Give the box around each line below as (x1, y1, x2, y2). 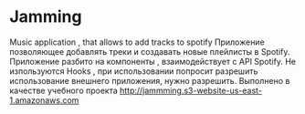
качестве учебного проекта (9, 85, 119, 96)
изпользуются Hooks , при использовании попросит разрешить (9, 66, 258, 77)
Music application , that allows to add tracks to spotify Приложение (9, 36, 265, 47)
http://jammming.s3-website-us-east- (119, 85, 263, 96)
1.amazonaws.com (9, 94, 79, 106)
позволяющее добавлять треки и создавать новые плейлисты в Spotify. (9, 46, 290, 57)
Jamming (9, 6, 82, 27)
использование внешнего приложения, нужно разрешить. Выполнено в (9, 75, 290, 86)
